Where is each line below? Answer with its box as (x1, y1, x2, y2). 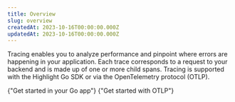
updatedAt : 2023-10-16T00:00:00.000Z (7, 30, 120, 38)
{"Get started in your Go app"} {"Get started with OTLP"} (7, 86, 174, 95)
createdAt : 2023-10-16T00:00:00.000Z (7, 24, 120, 31)
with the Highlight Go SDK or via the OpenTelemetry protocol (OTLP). (7, 73, 210, 81)
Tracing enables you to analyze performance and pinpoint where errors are (7, 50, 228, 58)
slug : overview (7, 17, 53, 24)
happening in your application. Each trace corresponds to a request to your (7, 58, 228, 66)
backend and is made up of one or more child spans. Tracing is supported (7, 65, 224, 73)
